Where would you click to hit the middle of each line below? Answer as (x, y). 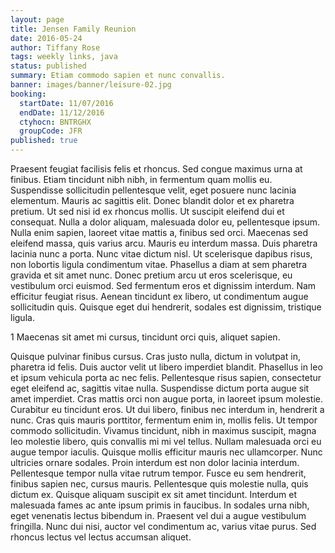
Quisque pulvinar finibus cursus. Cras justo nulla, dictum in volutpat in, (155, 356)
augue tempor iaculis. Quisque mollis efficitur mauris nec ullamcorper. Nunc (166, 452)
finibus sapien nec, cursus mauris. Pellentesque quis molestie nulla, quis (159, 484)
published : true (44, 141)
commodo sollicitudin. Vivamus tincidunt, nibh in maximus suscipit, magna (163, 430)
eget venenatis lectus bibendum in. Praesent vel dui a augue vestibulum (158, 515)
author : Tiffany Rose (55, 47)
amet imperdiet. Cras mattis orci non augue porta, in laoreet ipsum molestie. (166, 399)
